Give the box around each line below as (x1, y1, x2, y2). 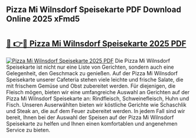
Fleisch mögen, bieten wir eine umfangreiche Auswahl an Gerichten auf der (6, 89, 190, 95)
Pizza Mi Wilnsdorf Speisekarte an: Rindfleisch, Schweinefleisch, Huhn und (6, 95, 190, 102)
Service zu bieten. (6, 127, 50, 133)
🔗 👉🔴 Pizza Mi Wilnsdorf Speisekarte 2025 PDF (6, 38, 187, 49)
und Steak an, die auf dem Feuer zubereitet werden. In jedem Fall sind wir (6, 108, 185, 114)
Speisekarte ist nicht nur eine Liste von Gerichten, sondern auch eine (6, 63, 174, 70)
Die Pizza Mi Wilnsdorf (115, 57, 171, 64)
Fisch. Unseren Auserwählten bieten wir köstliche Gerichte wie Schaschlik (6, 101, 187, 108)
